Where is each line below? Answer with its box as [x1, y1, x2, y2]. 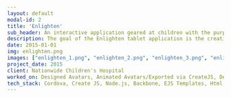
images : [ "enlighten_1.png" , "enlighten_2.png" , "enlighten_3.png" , [7, 55, 208, 61]
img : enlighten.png [7, 48, 63, 55]
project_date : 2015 [7, 61, 63, 68]
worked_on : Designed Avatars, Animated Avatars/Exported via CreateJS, [7, 73, 217, 81]
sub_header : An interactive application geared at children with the [7, 29, 211, 36]
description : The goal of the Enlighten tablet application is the [7, 36, 205, 42]
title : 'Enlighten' [7, 23, 63, 29]
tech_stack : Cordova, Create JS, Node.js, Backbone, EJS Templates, [7, 80, 208, 87]
